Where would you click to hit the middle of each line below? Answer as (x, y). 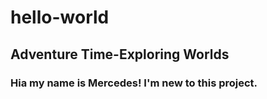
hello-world (60, 17)
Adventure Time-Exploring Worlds (120, 54)
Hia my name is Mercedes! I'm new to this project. (134, 83)
